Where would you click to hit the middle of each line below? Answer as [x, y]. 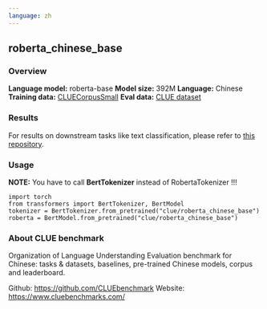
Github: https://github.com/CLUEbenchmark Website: [97, 288]
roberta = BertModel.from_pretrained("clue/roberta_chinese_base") [123, 218]
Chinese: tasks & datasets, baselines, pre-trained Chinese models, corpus [131, 264]
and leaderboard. [37, 273]
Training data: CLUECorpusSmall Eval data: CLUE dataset [105, 97]
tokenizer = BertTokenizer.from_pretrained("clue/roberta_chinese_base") [134, 211]
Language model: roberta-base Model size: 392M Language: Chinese [125, 88]
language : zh [30, 16]
